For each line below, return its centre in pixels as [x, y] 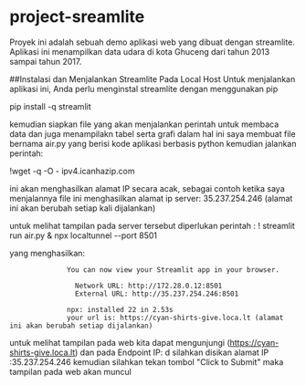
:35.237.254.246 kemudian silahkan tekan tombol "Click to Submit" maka [147, 361]
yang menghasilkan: [47, 253]
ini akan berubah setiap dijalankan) [81, 326]
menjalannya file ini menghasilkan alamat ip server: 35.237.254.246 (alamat [151, 198]
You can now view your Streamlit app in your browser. [174, 270]
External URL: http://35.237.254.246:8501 [157, 294]
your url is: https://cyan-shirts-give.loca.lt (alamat [175, 318]
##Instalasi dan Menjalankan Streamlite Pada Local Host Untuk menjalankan [153, 78]
